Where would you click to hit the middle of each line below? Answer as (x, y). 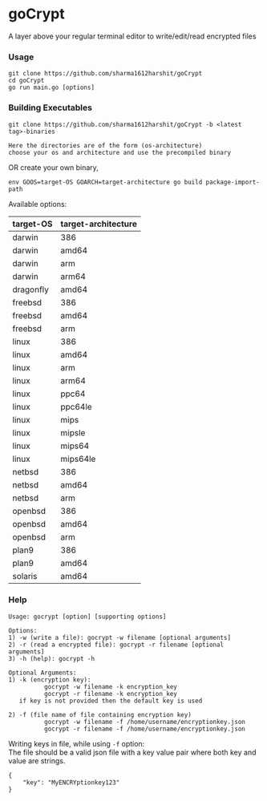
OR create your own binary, (53, 167)
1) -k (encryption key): (50, 680)
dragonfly (31, 289)
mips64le (78, 459)
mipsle (73, 432)
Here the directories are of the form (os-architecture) (105, 145)
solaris (25, 576)
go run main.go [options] (51, 88)
